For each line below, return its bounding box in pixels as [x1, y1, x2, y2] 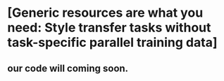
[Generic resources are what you [7, 5, 204, 21]
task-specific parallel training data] [7, 35, 218, 50]
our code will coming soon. [7, 62, 129, 74]
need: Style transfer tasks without [7, 20, 211, 36]
